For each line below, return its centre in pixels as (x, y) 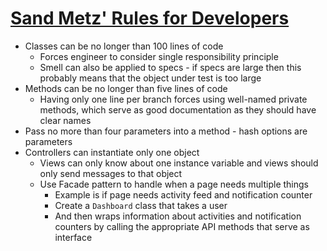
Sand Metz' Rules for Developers (150, 18)
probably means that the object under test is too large (150, 78)
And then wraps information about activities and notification (178, 216)
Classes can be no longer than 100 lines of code (124, 46)
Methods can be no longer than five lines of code (126, 88)
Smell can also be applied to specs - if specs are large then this (170, 67)
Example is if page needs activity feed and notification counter (183, 194)
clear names (65, 120)
